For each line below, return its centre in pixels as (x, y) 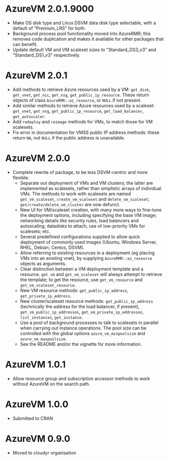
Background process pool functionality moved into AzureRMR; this (81, 33)
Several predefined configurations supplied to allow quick (80, 237)
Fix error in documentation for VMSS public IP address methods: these (86, 132)
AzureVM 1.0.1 (36, 364)
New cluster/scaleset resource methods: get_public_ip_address (87, 301)
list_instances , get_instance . (51, 317)
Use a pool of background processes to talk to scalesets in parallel (89, 322)
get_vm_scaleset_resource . (48, 285)
